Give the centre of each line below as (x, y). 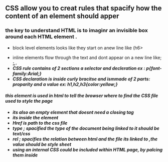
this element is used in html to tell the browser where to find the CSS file (82, 96)
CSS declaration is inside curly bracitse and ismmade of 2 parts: (81, 79)
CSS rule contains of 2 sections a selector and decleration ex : (79, 68)
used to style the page (29, 101)
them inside (25, 155)
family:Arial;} (27, 73)
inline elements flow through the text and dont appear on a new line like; (87, 57)
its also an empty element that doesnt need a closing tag (73, 112)
